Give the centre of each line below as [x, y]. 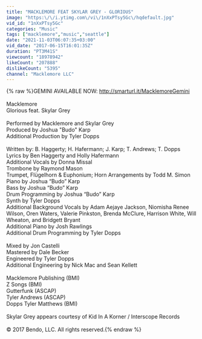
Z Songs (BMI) [24, 284]
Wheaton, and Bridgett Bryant [43, 220]
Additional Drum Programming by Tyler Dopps [64, 233]
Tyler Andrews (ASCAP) [36, 297]
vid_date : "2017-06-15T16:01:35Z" [50, 46]
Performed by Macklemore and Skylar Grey [60, 123]
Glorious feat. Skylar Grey [38, 110]
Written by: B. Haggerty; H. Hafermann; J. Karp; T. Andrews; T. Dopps [93, 149]
